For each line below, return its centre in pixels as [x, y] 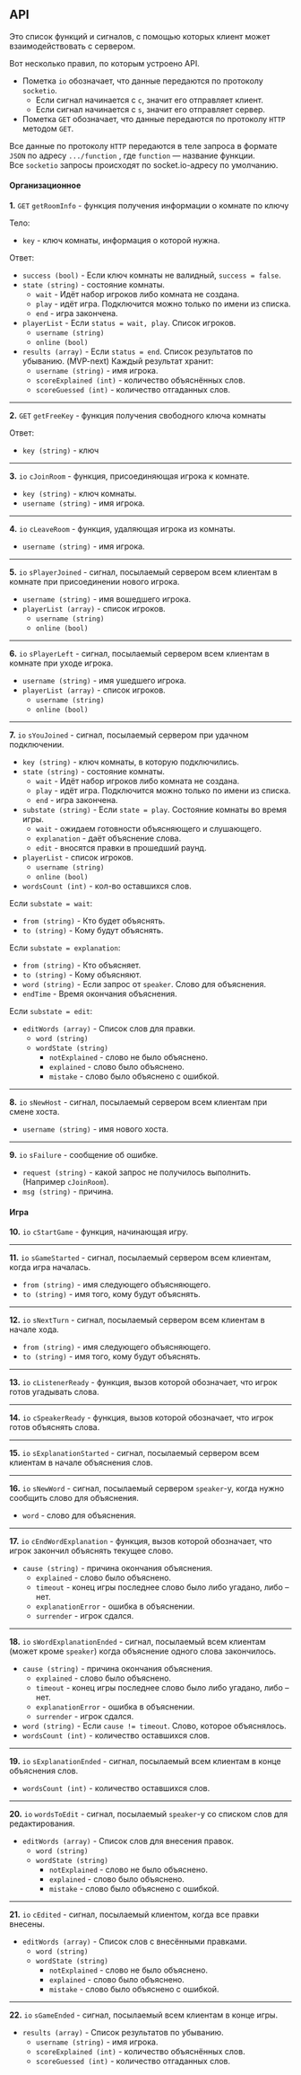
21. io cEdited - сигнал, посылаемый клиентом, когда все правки [134, 1915]
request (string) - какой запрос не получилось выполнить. [137, 1172]
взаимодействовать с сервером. [73, 46]
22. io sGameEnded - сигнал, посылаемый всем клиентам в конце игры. [144, 2015]
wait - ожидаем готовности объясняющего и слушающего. [149, 829]
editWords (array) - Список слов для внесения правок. [128, 1841]
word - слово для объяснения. [79, 1515]
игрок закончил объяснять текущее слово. [91, 1551]
